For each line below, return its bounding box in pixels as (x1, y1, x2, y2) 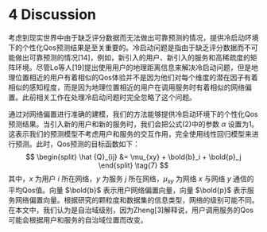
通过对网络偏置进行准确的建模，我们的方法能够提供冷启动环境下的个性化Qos (8, 109, 258, 118)
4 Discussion (8, 6, 97, 24)
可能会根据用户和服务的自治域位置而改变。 (8, 215, 148, 224)
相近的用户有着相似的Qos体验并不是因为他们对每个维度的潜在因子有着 (29, 72, 258, 82)
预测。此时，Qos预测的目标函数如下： (14, 139, 141, 149)
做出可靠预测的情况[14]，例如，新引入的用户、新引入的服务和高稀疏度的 (14, 52, 250, 62)
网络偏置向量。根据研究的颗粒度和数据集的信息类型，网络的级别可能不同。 (14, 195, 259, 204)
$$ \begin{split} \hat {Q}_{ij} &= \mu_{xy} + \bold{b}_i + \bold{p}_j (25, 152, 242, 161)
